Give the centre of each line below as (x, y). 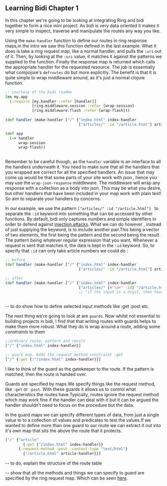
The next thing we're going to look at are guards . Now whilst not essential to (83, 316)
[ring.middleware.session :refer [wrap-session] (83, 106)
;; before (15, 260)
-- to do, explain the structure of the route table (54, 463)
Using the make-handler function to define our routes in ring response (76, 40)
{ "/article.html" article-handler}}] (62, 454)
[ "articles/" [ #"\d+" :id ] (107, 287)
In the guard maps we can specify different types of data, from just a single (82, 415)
